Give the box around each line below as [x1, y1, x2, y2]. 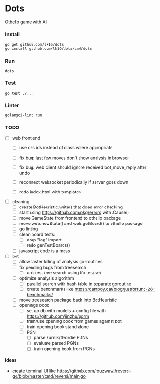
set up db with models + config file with [26, 307, 106, 313]
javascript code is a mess [19, 248, 70, 254]
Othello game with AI [5, 19, 47, 25]
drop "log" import [26, 237, 62, 243]
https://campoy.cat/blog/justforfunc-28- [74, 286, 155, 292]
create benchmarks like [26, 286, 74, 292]
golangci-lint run [5, 113, 42, 118]
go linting [19, 226, 38, 232]
